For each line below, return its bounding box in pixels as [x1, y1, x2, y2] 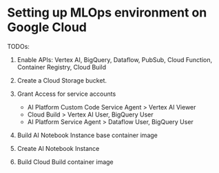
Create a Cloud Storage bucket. [17, 76, 107, 84]
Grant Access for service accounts [17, 90, 116, 98]
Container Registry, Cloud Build [17, 63, 107, 71]
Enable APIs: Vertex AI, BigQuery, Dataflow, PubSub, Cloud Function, [17, 55, 212, 63]
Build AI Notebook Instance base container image [17, 131, 158, 139]
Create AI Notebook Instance [17, 144, 100, 152]
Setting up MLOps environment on [7, 5, 207, 21]
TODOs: [7, 42, 30, 50]
